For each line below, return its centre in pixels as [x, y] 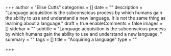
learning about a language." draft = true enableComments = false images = [84, 23]
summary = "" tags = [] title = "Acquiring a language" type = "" [71, 39]
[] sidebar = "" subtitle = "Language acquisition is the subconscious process [86, 29]
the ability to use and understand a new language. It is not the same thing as [86, 18]
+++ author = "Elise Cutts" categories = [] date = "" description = [74, 7]
